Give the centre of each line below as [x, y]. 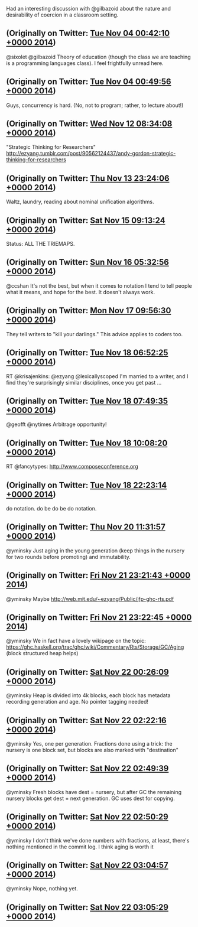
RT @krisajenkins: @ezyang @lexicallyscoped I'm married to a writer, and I [97, 376]
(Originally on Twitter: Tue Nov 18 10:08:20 [87, 443]
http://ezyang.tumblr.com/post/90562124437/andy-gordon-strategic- [91, 154]
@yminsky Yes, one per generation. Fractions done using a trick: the [89, 744]
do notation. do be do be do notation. [51, 508]
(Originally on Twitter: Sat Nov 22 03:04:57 [87, 865]
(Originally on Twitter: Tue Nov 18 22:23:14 [87, 485]
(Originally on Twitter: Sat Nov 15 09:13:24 [86, 220]
